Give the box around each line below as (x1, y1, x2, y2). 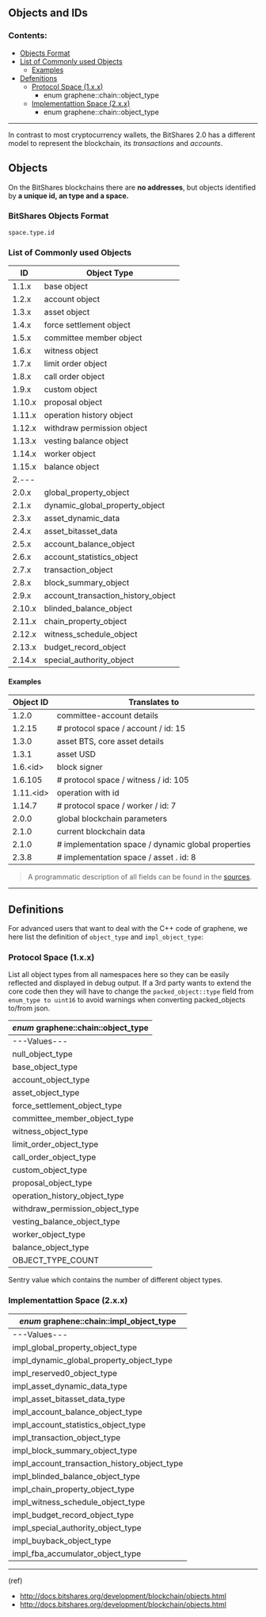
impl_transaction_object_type (12, 1431, 121, 1443)
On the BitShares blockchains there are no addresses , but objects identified (8, 182, 256, 192)
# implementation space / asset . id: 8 (56, 852, 196, 863)
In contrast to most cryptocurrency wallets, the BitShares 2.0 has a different (8, 130, 256, 140)
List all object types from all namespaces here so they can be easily (8, 970, 230, 979)
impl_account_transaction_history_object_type (12, 1458, 184, 1469)
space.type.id (8, 228, 55, 236)
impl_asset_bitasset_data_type (12, 1393, 125, 1404)
